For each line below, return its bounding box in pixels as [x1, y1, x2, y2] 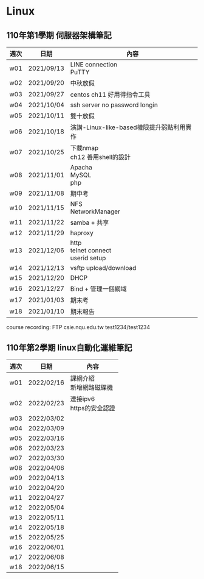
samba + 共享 [70, 218, 109, 227]
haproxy [70, 229, 94, 237]
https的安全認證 [70, 403, 115, 412]
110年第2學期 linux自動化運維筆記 [6, 343, 132, 353]
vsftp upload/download [70, 264, 137, 272]
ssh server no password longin [70, 101, 158, 109]
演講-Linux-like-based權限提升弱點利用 [70, 123, 186, 132]
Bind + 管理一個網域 [70, 285, 127, 293]
